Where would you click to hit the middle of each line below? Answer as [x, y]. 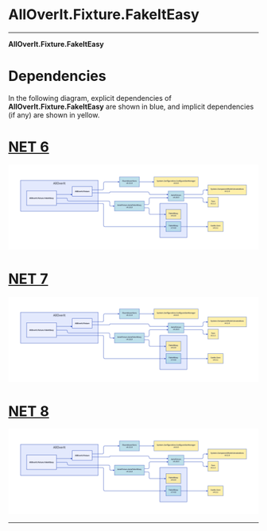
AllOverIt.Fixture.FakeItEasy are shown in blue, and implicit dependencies [131, 106]
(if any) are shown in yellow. [54, 115]
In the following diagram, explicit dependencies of [90, 98]
